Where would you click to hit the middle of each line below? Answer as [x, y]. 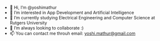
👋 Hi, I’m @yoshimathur [33, 7]
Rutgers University [28, 23]
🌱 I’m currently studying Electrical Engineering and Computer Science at [82, 18]
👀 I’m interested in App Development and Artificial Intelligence [72, 13]
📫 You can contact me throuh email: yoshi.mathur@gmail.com [72, 33]
